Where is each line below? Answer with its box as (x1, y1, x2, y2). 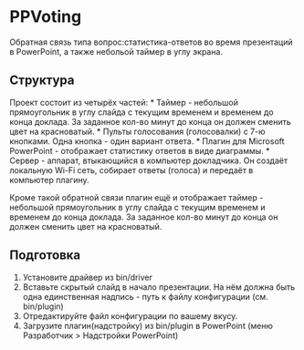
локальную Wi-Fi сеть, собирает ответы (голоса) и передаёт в (9, 164, 254, 175)
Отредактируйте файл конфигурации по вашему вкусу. (22, 310, 238, 321)
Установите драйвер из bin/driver (22, 272, 152, 283)
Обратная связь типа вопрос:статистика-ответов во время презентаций (9, 36, 294, 47)
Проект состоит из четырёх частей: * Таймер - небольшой (9, 97, 239, 108)
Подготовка (9, 248, 80, 263)
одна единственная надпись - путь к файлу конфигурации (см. (22, 291, 269, 302)
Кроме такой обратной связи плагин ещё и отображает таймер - (9, 191, 264, 202)
